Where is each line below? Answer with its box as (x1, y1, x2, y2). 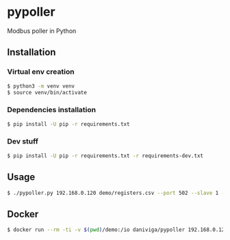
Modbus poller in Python (7, 27, 77, 35)
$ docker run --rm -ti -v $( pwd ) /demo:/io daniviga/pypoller (7, 226, 186, 233)
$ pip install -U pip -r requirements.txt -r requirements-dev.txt (7, 152, 204, 159)
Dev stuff (7, 137, 39, 146)
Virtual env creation (7, 67, 75, 77)
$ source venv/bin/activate (7, 89, 88, 96)
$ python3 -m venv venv (7, 83, 75, 90)
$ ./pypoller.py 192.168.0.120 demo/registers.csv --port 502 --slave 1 (7, 189, 219, 196)
